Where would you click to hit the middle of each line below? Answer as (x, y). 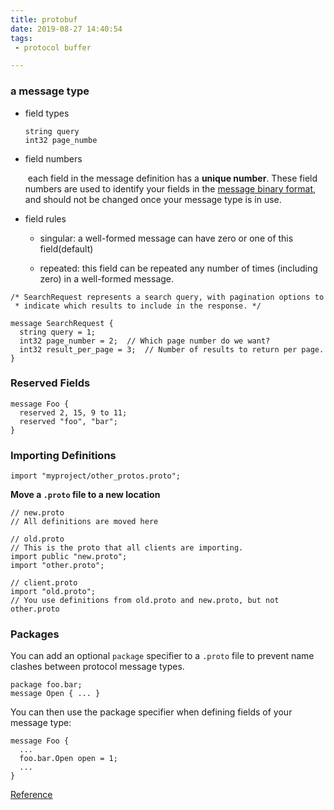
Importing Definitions (63, 455)
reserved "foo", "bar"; (68, 421)
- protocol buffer (53, 47)
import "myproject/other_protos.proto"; (96, 476)
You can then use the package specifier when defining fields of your (151, 712)
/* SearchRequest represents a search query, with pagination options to (167, 297)
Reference (31, 795)
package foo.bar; (46, 685)
